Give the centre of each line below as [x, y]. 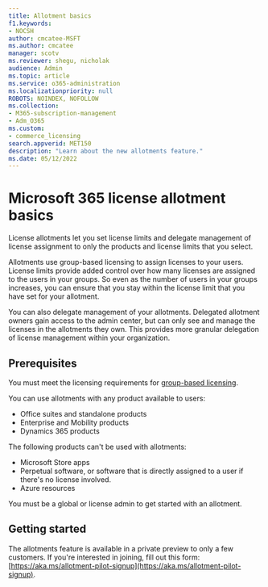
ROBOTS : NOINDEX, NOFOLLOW [54, 99]
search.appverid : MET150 [50, 143]
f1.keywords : [30, 23]
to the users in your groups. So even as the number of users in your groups [133, 279]
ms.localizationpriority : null [61, 91]
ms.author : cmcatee [41, 46]
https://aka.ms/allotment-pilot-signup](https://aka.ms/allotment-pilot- [126, 565]
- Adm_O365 [27, 121]
